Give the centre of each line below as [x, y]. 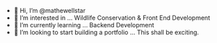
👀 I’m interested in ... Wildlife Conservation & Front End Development [112, 18]
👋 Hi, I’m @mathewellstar [49, 11]
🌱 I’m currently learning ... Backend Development [84, 25]
